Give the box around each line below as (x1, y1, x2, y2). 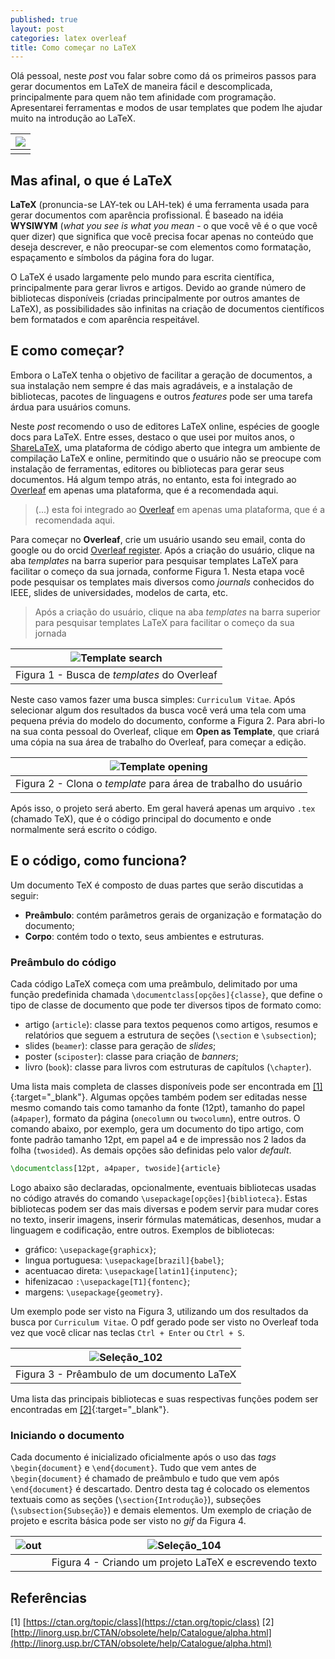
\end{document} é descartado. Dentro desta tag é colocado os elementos (10, 1483, 310, 1495)
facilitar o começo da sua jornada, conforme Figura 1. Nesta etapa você (10, 565, 305, 577)
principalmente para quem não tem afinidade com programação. (10, 91, 277, 103)
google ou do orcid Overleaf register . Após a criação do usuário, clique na (10, 544, 315, 556)
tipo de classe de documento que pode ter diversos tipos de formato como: (10, 999, 322, 1011)
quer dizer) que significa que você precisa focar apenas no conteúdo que (10, 231, 314, 243)
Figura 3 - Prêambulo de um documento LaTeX (15, 1367, 237, 1381)
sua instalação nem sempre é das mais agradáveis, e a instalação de (10, 379, 293, 391)
